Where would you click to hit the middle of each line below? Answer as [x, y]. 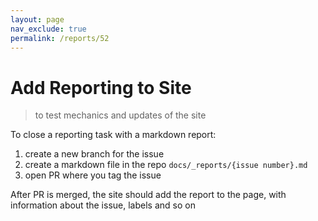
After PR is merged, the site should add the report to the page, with [148, 195]
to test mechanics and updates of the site [120, 115]
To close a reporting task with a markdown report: [113, 135]
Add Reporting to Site [101, 87]
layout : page [37, 19]
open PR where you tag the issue [93, 175]
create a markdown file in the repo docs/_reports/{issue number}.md [166, 165]
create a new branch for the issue [94, 154]
